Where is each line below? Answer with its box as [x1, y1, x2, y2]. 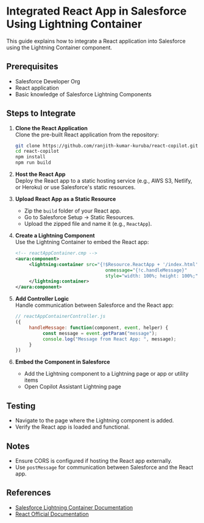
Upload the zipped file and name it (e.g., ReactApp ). [24, 220, 152, 228]
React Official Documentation [15, 510, 90, 518]
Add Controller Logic [15, 295, 69, 303]
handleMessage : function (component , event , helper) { [29, 325, 169, 331]
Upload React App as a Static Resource [15, 195, 116, 203]
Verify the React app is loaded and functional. [15, 423, 130, 430]
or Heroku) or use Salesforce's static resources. [15, 184, 136, 191]
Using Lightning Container [6, 17, 142, 31]
